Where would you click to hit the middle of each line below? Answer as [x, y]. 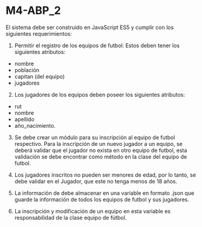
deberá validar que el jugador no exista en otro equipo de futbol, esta [101, 150]
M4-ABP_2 [33, 11]
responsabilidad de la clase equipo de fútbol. [70, 217]
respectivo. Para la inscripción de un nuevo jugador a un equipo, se [98, 143]
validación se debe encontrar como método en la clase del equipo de [101, 156]
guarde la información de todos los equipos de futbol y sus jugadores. [102, 199]
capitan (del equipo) [39, 76]
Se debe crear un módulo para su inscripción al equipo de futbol [95, 137]
